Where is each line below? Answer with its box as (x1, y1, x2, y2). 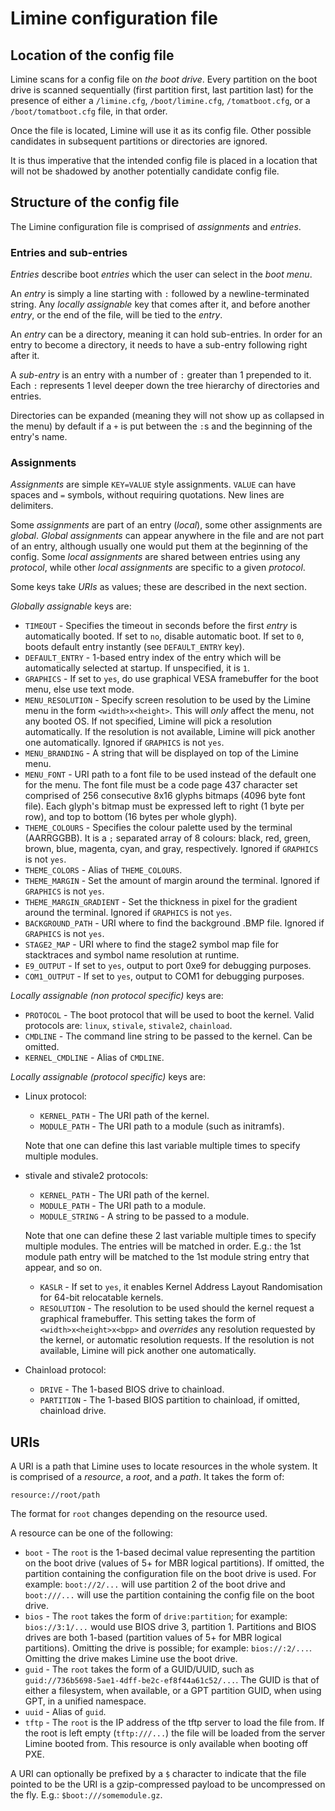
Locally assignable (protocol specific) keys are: (10, 1071, 206, 1083)
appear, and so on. (24, 1262, 103, 1274)
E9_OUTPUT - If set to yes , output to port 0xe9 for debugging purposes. (24, 960, 312, 972)
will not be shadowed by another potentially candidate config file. (10, 165, 280, 177)
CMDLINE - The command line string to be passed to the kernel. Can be (24, 1030, 313, 1042)
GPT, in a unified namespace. (24, 1695, 147, 1707)
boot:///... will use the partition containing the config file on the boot (24, 1589, 315, 1601)
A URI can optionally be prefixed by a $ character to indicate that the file (10, 1768, 307, 1780)
